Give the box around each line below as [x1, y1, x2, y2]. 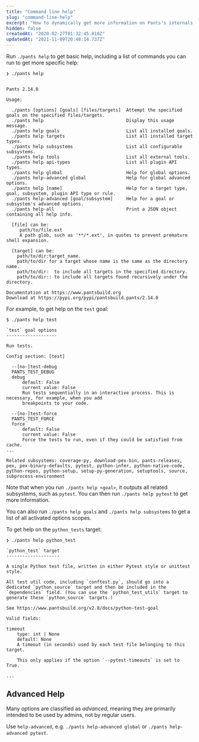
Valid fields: [6, 616, 42, 622]
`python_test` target [6, 548, 60, 554]
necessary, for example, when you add [6, 395, 102, 401]
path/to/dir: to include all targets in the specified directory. [17, 269, 188, 275]
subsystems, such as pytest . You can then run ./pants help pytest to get [6, 490, 188, 497]
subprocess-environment [6, 473, 66, 479]
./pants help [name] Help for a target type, [11, 185, 188, 191]
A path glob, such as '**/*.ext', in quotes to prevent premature [19, 232, 188, 238]
